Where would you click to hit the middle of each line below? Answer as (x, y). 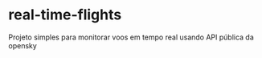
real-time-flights (65, 15)
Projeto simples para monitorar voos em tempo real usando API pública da (131, 37)
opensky (23, 45)
